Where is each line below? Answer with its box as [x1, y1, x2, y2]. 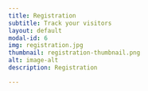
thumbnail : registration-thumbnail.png [8, 49, 141, 57]
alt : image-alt [8, 57, 59, 65]
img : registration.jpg [8, 42, 84, 49]
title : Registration [8, 11, 77, 20]
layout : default [8, 26, 62, 34]
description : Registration [8, 64, 98, 72]
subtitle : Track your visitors [8, 19, 112, 27]
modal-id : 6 [8, 34, 48, 42]
